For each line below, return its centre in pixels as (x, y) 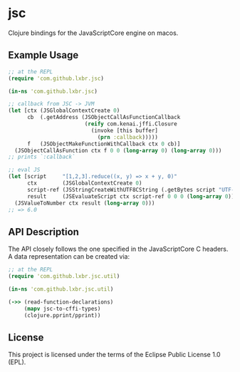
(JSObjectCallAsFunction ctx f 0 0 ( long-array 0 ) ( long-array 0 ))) (118, 150)
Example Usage (43, 55)
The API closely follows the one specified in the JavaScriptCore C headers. (118, 249)
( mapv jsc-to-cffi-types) (62, 309)
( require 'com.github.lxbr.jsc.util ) (64, 277)
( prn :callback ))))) (128, 137)
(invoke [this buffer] (125, 130)
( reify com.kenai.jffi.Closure (131, 124)
